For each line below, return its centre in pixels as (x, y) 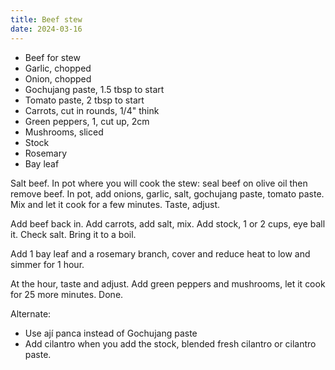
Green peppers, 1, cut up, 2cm (87, 121)
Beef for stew (52, 57)
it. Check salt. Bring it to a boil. (73, 234)
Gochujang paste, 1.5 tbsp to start (94, 89)
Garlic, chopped (58, 68)
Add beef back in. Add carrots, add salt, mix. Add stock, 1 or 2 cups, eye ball (168, 223)
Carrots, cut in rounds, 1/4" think (92, 110)
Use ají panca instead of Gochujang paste (111, 333)
